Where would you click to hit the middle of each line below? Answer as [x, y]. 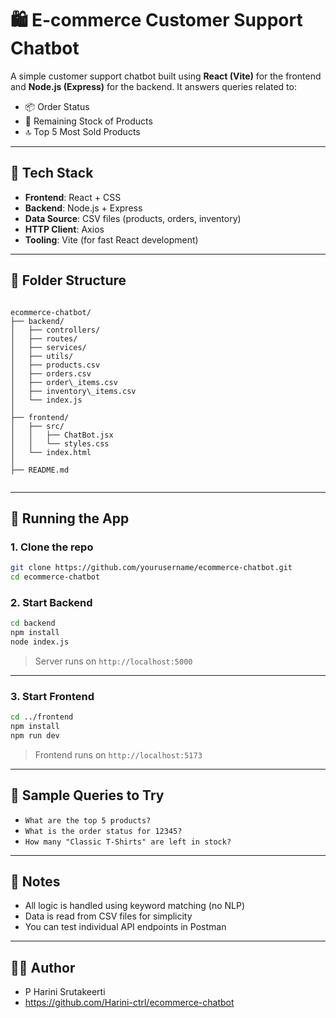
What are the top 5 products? [88, 820]
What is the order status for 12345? [103, 831]
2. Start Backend [51, 602]
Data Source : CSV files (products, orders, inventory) [133, 218]
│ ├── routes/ [44, 338]
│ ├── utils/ [42, 356]
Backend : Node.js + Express [83, 208]
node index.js [40, 642]
